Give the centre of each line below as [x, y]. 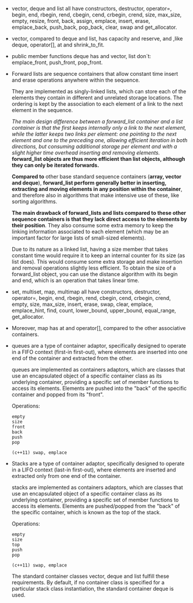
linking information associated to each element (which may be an [90, 232]
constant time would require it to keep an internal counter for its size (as [98, 255]
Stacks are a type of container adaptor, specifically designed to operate [98, 464]
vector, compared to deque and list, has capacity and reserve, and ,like [97, 38]
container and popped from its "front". [58, 395]
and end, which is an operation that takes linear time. [75, 280]
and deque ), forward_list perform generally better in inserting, [89, 183]
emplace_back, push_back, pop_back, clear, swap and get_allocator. [94, 27]
